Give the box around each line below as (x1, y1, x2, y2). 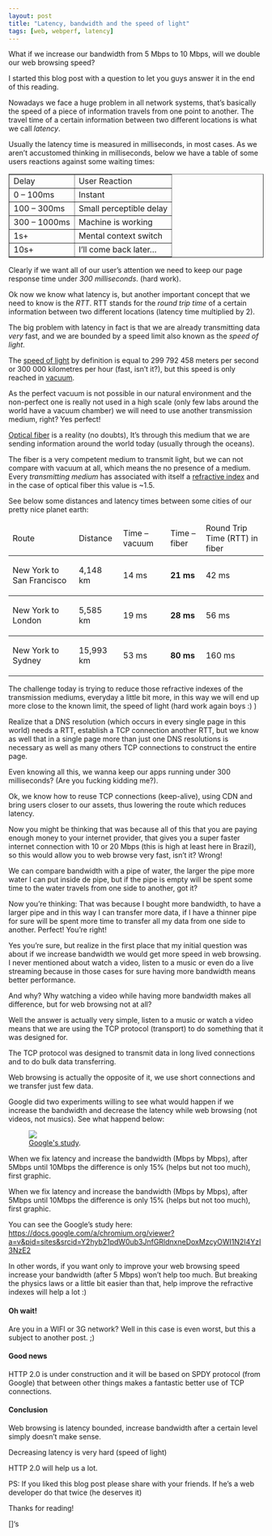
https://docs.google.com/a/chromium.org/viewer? (8, 1228, 176, 1238)
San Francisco (12, 575, 67, 586)
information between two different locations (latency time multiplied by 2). (8, 307, 255, 317)
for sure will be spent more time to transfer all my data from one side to (8, 917, 245, 926)
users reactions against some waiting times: (8, 157, 155, 166)
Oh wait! (8, 1305, 38, 1315)
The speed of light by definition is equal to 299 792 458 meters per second (8, 356, 259, 365)
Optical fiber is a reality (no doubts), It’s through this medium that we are (8, 430, 250, 440)
